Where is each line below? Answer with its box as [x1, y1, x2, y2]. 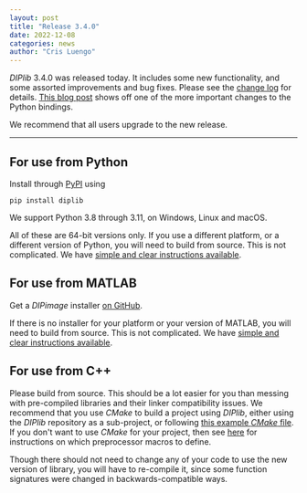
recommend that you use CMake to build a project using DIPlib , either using [9, 407, 294, 418]
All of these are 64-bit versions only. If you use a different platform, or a [9, 229, 280, 240]
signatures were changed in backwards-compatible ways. [9, 473, 228, 484]
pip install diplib [9, 195, 84, 205]
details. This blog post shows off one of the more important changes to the [9, 92, 291, 103]
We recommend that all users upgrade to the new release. [9, 120, 228, 131]
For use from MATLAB [9, 276, 137, 291]
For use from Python [9, 154, 129, 170]
